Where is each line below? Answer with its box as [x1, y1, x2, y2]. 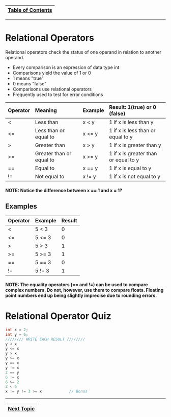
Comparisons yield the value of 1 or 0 [12, 69, 91, 76]
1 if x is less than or [109, 127, 156, 134]
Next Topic [8, 405, 35, 412]
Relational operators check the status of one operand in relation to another [5, 49, 162, 55]
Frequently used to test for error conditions [12, 91, 103, 98]
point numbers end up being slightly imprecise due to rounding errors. [5, 292, 157, 298]
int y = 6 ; [5, 332, 28, 337]
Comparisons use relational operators [12, 86, 92, 92]
